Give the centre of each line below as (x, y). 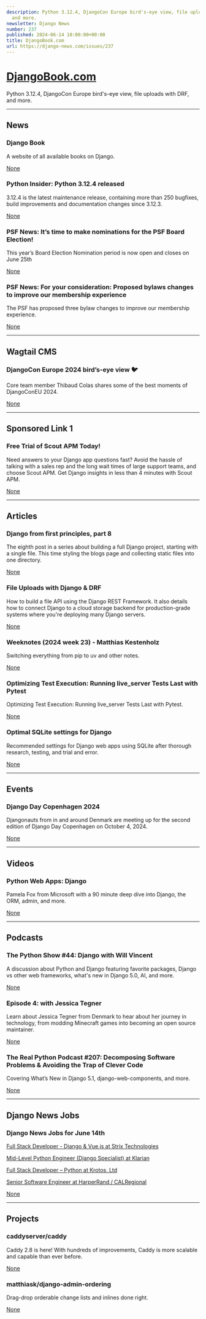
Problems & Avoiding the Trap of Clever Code (75, 1065)
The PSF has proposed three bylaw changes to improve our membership (98, 308)
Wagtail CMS (32, 352)
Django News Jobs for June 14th (56, 1133)
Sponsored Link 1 (40, 429)
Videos (20, 863)
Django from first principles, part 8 (59, 534)
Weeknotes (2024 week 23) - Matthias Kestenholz (83, 642)
